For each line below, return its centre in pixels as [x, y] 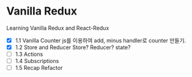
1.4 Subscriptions [37, 61]
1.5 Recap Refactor [39, 68]
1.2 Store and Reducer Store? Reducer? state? [73, 47]
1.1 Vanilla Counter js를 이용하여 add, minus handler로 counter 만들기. [101, 40]
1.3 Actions [29, 54]
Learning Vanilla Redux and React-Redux [58, 28]
